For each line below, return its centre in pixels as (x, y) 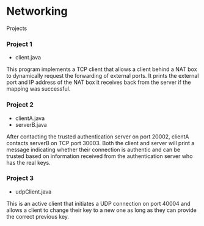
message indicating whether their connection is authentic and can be (93, 149)
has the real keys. (28, 162)
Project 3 (20, 178)
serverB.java (31, 124)
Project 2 (20, 105)
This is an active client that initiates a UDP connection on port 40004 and (98, 203)
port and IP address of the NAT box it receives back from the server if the (99, 82)
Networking (37, 11)
